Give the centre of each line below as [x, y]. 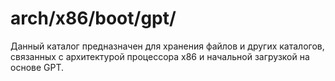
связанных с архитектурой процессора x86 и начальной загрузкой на [160, 56]
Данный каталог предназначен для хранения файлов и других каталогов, [167, 46]
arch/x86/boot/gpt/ [93, 18]
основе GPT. [37, 67]
